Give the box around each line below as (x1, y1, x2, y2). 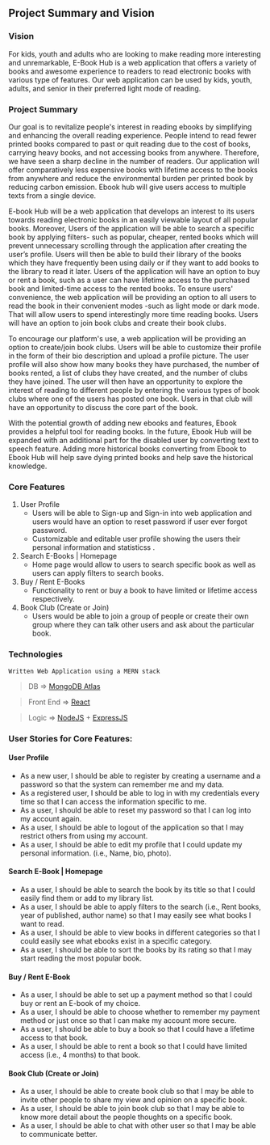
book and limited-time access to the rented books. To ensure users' (8, 283, 234, 294)
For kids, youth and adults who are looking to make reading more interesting (8, 49, 262, 59)
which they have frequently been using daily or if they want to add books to (8, 258, 260, 268)
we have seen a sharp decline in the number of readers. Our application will (8, 156, 260, 166)
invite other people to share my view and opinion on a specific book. (19, 1095, 247, 1105)
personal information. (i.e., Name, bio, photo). (19, 848, 172, 858)
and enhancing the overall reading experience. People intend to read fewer (8, 130, 257, 140)
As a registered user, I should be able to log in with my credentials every (19, 788, 260, 797)
